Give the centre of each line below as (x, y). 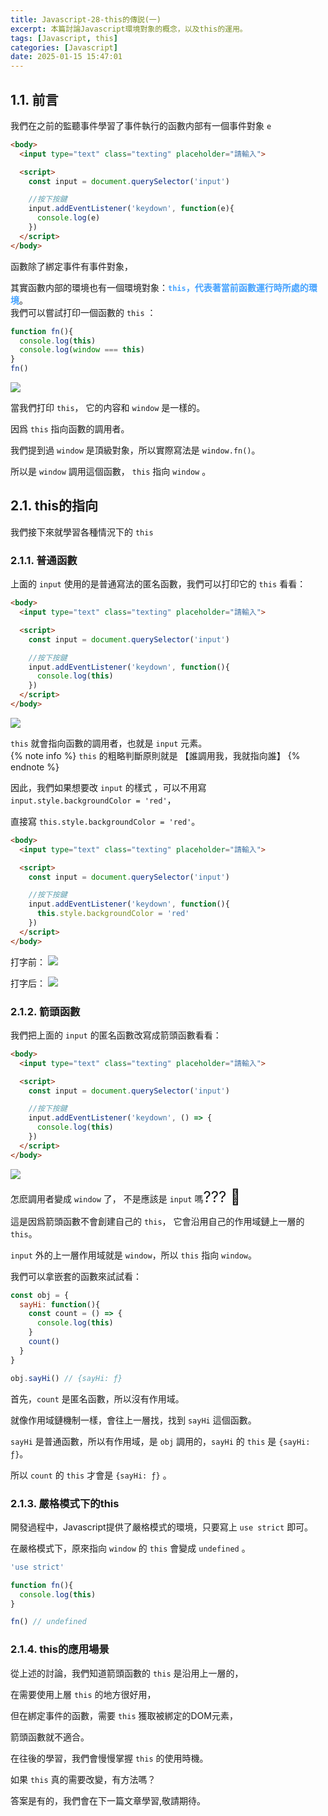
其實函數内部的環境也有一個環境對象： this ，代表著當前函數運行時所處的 (159, 287)
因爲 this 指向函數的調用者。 (70, 429)
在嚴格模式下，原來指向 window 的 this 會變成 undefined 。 (130, 1548)
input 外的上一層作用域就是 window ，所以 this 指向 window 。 (134, 1255)
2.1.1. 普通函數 (44, 560)
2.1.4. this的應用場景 (60, 1649)
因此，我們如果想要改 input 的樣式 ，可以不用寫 (108, 787)
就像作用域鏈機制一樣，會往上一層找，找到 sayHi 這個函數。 (133, 1420)
